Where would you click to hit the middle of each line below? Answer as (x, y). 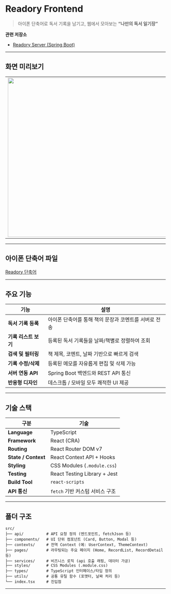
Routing (18, 449)
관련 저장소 (16, 34)
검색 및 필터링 (23, 354)
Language (20, 432)
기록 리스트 (20, 337)
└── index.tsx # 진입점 (33, 582)
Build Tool (20, 482)
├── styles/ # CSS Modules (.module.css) (57, 565)
